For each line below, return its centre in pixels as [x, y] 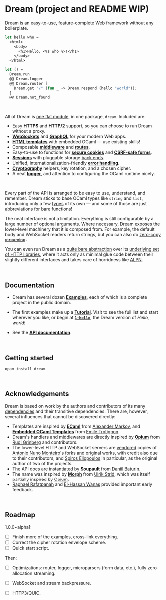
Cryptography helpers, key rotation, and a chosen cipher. [72, 168]
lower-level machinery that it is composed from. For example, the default [80, 229]
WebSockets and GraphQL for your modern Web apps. [69, 137]
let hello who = [22, 37]
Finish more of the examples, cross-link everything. [65, 537]
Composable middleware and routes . [51, 147]
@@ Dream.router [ [29, 83]
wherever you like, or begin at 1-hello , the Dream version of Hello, [81, 318]
